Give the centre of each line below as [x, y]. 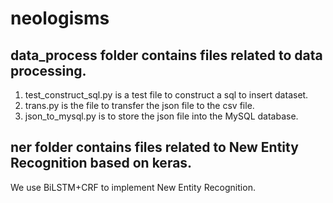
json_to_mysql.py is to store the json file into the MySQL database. [161, 116]
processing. [48, 70]
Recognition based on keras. [101, 163]
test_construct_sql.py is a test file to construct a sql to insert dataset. [166, 95]
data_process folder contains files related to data [166, 55]
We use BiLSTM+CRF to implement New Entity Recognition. [133, 187]
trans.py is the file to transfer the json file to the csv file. [139, 105]
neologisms [60, 18]
